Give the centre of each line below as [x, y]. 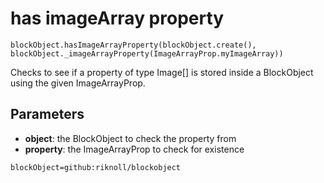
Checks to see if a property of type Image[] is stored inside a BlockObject [162, 72]
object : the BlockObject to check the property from [130, 138]
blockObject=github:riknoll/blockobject [96, 167]
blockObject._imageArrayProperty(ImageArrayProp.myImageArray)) [147, 53]
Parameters [47, 114]
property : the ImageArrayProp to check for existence [134, 149]
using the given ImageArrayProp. [78, 83]
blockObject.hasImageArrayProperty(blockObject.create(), [133, 45]
